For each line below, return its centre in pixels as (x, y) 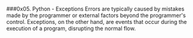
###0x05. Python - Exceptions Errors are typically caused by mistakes (96, 9)
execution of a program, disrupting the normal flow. (71, 28)
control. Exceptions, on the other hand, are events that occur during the (96, 22)
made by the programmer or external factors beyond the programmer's (96, 15)
